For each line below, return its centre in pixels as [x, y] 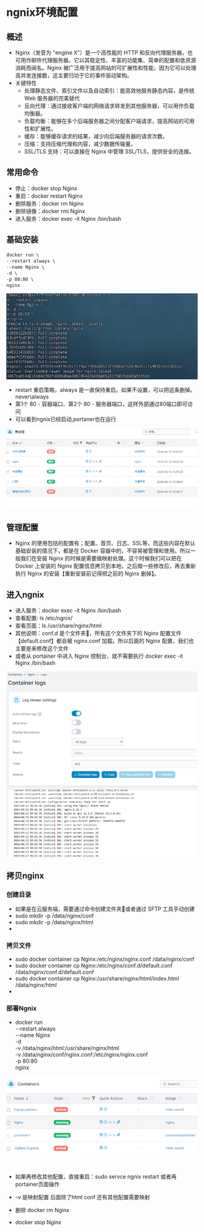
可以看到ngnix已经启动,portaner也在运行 [66, 419]
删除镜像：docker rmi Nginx [50, 211]
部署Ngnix [22, 1009]
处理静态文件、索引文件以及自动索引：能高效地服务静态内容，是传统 [109, 91]
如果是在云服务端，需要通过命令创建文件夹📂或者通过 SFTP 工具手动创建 [105, 909]
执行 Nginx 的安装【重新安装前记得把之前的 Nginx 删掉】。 [87, 574]
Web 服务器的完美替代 [52, 98]
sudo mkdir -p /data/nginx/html [54, 922]
